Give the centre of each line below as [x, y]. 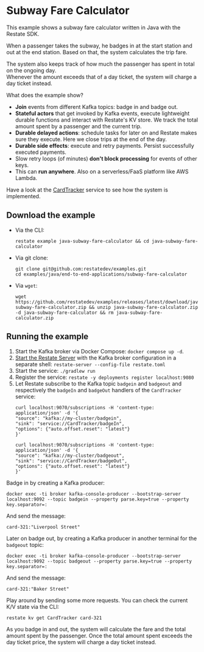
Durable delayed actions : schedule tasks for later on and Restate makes [106, 133]
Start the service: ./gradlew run [55, 370]
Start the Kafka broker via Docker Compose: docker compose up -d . [99, 351]
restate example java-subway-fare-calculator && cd [82, 241]
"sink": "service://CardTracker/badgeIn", [70, 423]
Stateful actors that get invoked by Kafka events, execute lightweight [102, 113]
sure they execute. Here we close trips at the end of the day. [91, 139]
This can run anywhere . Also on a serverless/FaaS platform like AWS [102, 172]
